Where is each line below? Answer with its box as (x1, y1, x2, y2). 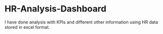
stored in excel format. (4, 24, 50, 30)
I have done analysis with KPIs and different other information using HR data (4, 19, 159, 25)
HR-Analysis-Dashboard (4, 3, 107, 14)
